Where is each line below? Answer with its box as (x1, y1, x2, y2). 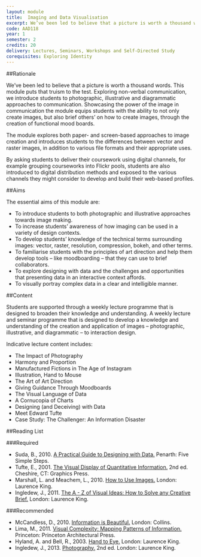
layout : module (6, 8, 44, 15)
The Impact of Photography (14, 352, 83, 359)
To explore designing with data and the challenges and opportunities (14, 267, 184, 274)
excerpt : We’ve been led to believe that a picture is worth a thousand (6, 20, 191, 26)
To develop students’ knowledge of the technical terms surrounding (14, 235, 182, 242)
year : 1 (6, 31, 26, 37)
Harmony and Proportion (14, 358, 77, 366)
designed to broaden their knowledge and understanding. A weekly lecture (6, 310, 191, 317)
